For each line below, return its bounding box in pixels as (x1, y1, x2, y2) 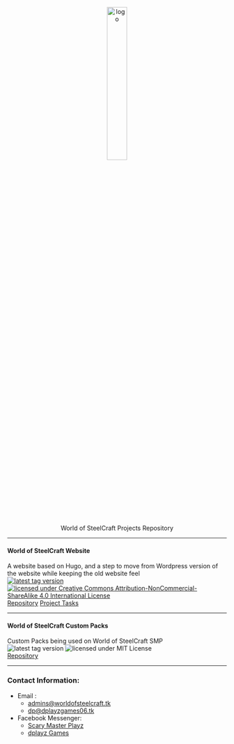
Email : (17, 691, 37, 700)
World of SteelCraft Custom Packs (7, 621, 109, 630)
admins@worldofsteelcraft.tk (27, 699, 111, 707)
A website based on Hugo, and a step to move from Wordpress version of (7, 562, 218, 570)
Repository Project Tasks (7, 599, 79, 607)
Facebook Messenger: (17, 713, 82, 722)
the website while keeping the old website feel (7, 569, 141, 578)
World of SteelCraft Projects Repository (60, 524, 174, 532)
